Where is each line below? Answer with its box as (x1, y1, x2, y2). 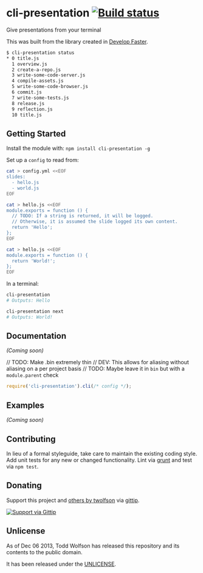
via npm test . (6, 463, 39, 470)
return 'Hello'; (12, 225, 53, 231)
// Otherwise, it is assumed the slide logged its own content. (12, 219, 178, 225)
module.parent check (6, 371, 59, 379)
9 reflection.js (12, 106, 53, 112)
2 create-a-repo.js (12, 67, 61, 73)
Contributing (6, 434, 56, 444)
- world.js (12, 185, 40, 191)
